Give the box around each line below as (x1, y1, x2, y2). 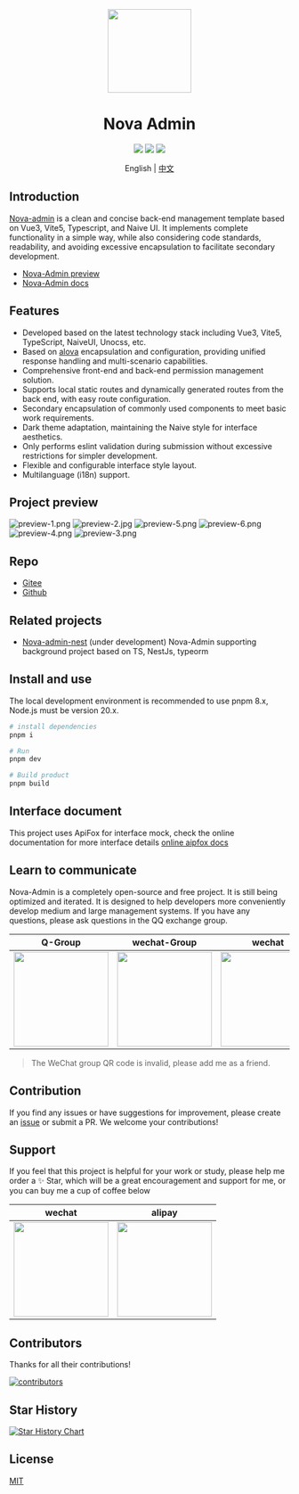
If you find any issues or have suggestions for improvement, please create (9, 1107, 281, 1118)
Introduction (9, 189, 80, 204)
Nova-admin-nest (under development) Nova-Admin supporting (21, 636, 257, 647)
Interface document (9, 804, 122, 819)
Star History (9, 1402, 78, 1417)
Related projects (9, 612, 102, 628)
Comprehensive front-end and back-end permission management (21, 365, 264, 375)
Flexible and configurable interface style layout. (21, 459, 198, 471)
